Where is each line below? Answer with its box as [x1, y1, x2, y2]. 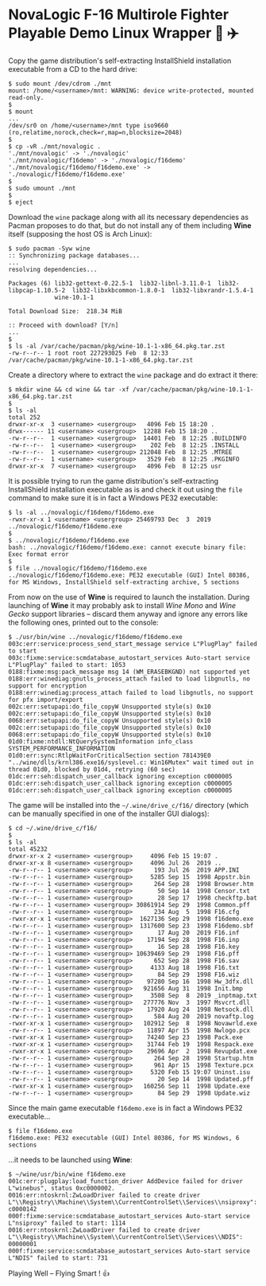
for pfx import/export [8, 696, 83, 704]
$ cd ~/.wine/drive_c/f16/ [8, 824, 98, 832]
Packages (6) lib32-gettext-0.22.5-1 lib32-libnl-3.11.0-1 [8, 279, 212, 288]
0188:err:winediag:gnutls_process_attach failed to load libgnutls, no [8, 675, 250, 683]
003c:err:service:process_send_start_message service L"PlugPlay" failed [8, 640, 258, 648]
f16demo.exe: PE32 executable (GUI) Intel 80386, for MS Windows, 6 [8, 1134, 240, 1142]
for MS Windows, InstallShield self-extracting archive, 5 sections [8, 578, 240, 586]
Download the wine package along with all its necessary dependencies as [8, 212, 249, 222]
